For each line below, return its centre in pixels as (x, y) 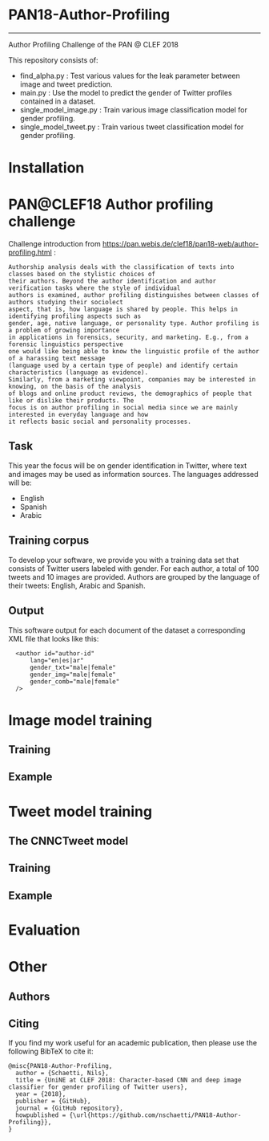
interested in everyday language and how (78, 415)
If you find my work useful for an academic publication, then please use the (133, 1043)
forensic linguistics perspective (66, 344)
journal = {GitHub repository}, (70, 1108)
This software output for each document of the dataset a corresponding (127, 630)
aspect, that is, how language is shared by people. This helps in (123, 310)
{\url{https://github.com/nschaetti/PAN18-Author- (155, 1115)
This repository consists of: (53, 60)
